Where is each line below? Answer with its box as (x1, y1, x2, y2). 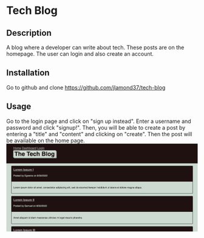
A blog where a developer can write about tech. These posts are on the (6, 44, 185, 51)
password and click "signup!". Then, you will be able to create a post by (6, 124, 186, 131)
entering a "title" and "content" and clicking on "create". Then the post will (6, 130, 192, 137)
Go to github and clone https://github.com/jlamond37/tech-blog (6, 84, 166, 91)
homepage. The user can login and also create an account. (6, 50, 154, 58)
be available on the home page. (6, 137, 85, 144)
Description (6, 28, 52, 38)
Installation (6, 68, 50, 78)
